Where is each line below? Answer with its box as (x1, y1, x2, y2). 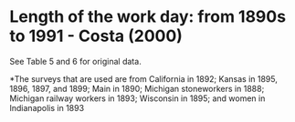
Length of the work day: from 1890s (9, 6, 286, 27)
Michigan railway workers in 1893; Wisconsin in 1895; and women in (9, 93, 266, 104)
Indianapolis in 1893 (9, 102, 85, 113)
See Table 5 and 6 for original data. (9, 56, 142, 66)
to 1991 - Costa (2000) (9, 25, 183, 46)
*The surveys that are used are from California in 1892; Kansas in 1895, (9, 73, 279, 84)
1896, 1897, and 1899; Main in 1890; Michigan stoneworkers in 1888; (9, 83, 265, 94)
